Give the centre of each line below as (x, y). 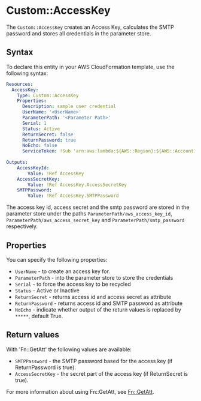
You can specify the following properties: (57, 259)
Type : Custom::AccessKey (48, 95)
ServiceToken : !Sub (46, 151)
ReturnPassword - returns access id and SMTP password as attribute (99, 303)
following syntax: (27, 73)
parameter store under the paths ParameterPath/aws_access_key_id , (89, 214)
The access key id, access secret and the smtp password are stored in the (98, 207)
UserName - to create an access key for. (63, 271)
